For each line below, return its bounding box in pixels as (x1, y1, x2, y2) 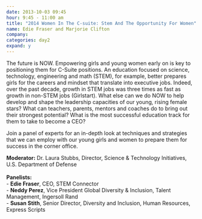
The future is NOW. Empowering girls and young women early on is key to (6, 59, 191, 67)
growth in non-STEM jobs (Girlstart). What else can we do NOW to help (6, 92, 184, 99)
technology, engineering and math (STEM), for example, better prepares (6, 72, 187, 80)
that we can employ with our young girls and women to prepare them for (6, 136, 187, 143)
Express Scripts (6, 206, 45, 213)
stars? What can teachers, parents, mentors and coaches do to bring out (6, 105, 188, 112)
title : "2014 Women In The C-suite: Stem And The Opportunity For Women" (6, 20, 197, 26)
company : (6, 32, 29, 38)
